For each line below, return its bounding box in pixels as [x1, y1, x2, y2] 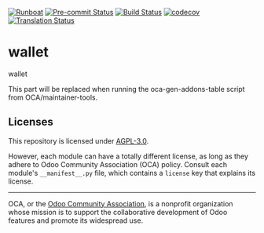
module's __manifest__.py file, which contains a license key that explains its [8, 168, 256, 177]
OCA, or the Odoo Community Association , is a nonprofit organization [8, 198, 233, 208]
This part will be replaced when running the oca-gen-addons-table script [8, 84, 245, 93]
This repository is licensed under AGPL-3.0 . [8, 136, 149, 145]
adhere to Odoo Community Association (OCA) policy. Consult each [8, 159, 228, 169]
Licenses [8, 115, 53, 129]
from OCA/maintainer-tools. [8, 93, 98, 102]
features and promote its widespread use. [8, 216, 144, 225]
